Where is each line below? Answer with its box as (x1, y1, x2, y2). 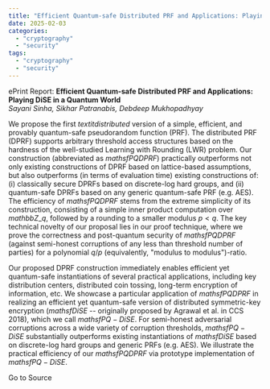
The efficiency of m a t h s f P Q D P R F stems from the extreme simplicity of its (8, 196, 252, 205)
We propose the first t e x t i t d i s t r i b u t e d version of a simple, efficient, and (8, 118, 243, 129)
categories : (8, 27, 48, 35)
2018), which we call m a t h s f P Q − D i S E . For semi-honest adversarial (8, 314, 232, 324)
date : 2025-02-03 (8, 19, 67, 27)
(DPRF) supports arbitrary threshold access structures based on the (8, 136, 234, 146)
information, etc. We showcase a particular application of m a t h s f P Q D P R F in (8, 288, 259, 298)
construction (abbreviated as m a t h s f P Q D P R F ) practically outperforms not (8, 153, 252, 163)
